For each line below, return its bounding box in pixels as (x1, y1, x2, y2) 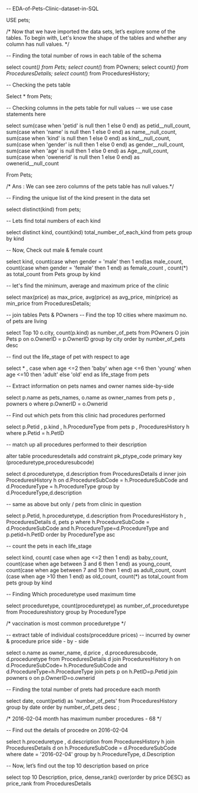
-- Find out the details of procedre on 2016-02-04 (6, 727, 129, 734)
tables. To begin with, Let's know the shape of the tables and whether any (6, 34, 187, 41)
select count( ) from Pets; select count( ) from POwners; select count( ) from (6, 63, 189, 71)
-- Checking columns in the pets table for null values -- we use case (6, 104, 173, 111)
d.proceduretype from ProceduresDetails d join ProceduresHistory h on (6, 655, 181, 663)
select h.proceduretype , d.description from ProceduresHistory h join (6, 738, 175, 745)
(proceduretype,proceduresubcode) (6, 459, 95, 466)
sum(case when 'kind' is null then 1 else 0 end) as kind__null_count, (6, 135, 171, 142)
